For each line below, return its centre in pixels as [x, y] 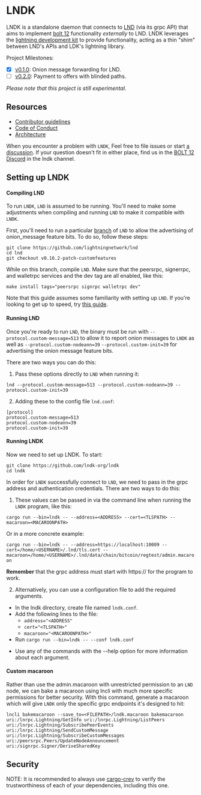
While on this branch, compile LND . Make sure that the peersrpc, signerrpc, [98, 269]
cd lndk [16, 471]
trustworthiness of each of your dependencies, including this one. [88, 785]
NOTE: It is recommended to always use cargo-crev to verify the [86, 779]
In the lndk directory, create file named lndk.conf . [76, 607]
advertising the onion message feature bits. [60, 350]
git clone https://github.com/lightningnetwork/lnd [72, 248]
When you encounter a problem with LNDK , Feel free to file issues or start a [98, 146]
